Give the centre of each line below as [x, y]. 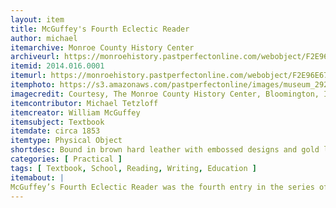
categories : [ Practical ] [66, 159]
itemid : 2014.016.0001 [57, 66]
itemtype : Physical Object [66, 141]
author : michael [44, 38]
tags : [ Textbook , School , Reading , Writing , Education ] [133, 168]
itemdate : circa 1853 [55, 131]
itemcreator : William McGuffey [75, 112]
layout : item [37, 19]
